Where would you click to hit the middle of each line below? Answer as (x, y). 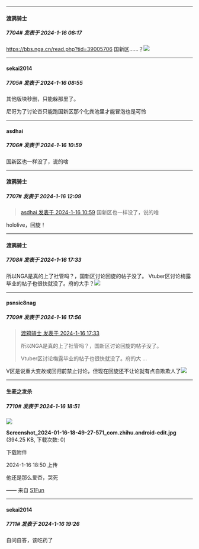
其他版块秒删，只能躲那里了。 (42, 99)
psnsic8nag (21, 303)
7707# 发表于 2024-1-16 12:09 (44, 196)
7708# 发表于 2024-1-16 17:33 (44, 260)
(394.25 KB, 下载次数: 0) (36, 439)
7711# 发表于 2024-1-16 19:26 (43, 524)
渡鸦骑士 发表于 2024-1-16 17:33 (60, 334)
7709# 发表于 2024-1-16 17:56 (44, 317)
